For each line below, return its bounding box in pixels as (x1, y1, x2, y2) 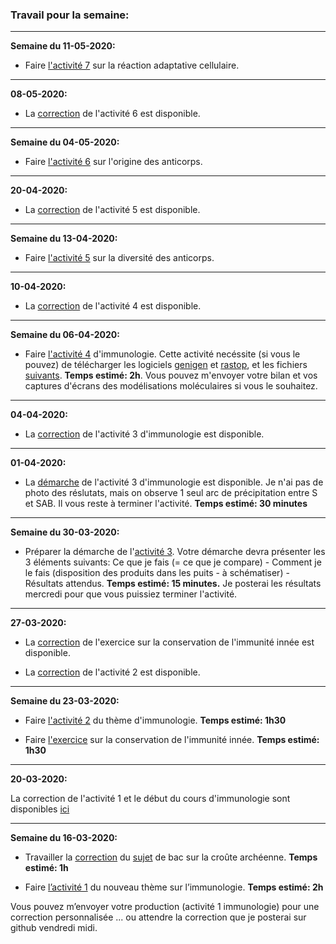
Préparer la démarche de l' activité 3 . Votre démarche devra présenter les (24, 546, 326, 558)
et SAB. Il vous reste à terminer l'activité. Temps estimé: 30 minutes (24, 498, 308, 510)
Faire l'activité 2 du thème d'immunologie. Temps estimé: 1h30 (24, 714, 287, 727)
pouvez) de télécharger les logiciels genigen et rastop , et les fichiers (24, 359, 308, 371)
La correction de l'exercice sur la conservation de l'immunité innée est (24, 636, 315, 648)
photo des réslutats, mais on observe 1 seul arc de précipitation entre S (24, 487, 318, 499)
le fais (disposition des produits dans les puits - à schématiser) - (24, 567, 290, 579)
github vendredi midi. (10, 922, 98, 934)
